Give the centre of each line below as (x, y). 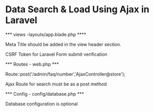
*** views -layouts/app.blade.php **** (46, 34)
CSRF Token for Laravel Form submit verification (56, 54)
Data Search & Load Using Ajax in (77, 9)
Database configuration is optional (41, 104)
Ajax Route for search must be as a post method (56, 84)
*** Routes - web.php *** (32, 64)
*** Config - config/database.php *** (45, 94)
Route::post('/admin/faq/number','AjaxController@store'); (65, 74)
